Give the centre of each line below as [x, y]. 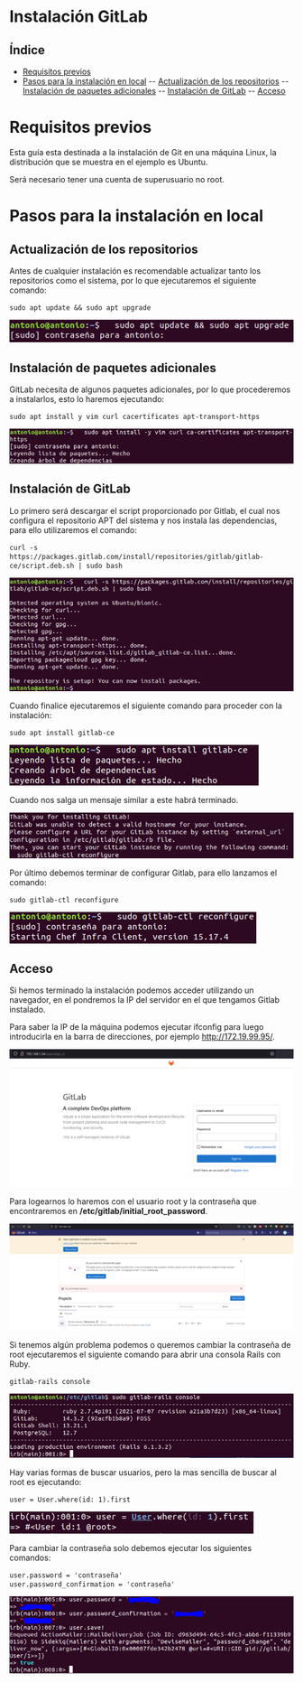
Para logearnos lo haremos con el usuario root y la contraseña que [133, 1201]
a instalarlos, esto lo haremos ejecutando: [87, 399]
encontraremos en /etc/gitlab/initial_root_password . [109, 1211]
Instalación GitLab [79, 17]
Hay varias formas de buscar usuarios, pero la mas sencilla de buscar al [143, 1472]
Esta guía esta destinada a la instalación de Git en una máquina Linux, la [143, 152]
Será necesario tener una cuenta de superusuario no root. [117, 179]
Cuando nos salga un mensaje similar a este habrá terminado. [124, 800]
